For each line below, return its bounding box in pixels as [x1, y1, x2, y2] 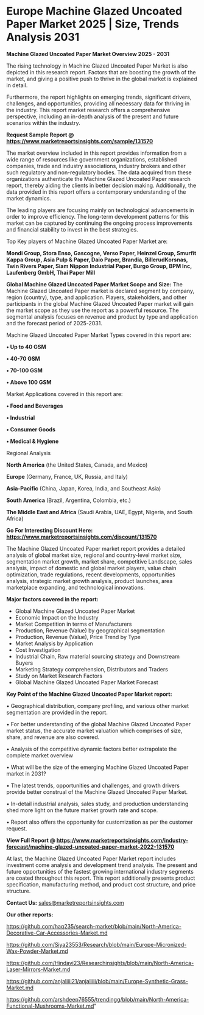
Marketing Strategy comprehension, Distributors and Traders [15, 665, 169, 673]
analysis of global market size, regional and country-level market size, [6, 551, 182, 559]
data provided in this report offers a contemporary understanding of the [6, 188, 186, 196]
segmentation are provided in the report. [6, 709, 108, 716]
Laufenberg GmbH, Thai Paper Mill [6, 269, 96, 276]
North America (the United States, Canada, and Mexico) [6, 461, 148, 469]
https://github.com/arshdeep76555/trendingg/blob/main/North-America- [6, 996, 189, 1003]
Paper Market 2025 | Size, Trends [6, 17, 180, 31]
